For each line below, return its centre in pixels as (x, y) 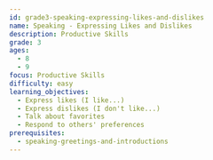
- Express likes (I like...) (71, 100)
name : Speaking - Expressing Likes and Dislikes (101, 26)
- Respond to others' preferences (81, 125)
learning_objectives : (49, 92)
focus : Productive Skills (57, 76)
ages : (19, 51)
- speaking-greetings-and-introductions (93, 141)
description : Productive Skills (69, 34)
